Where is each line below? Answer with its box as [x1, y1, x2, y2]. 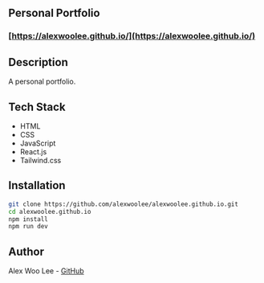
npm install [8, 215, 48, 224]
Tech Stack [8, 100, 66, 113]
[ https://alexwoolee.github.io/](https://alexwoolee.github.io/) [8, 31, 256, 42]
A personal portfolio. [8, 76, 76, 87]
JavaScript [19, 138, 56, 148]
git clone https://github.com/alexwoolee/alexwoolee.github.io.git [8, 200, 239, 208]
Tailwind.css [19, 155, 62, 165]
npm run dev [8, 223, 48, 231]
